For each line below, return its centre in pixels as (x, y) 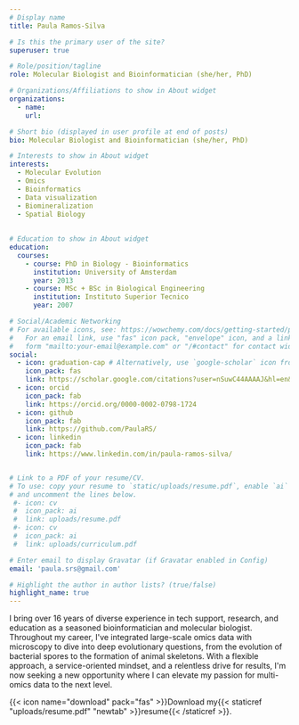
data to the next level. (73, 685)
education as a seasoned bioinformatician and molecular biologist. (131, 628)
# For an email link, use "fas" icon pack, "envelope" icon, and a (141, 338)
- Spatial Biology (52, 214)
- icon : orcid (43, 388)
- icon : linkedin (49, 438)
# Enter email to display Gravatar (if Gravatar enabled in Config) (139, 560)
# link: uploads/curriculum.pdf (75, 544)
